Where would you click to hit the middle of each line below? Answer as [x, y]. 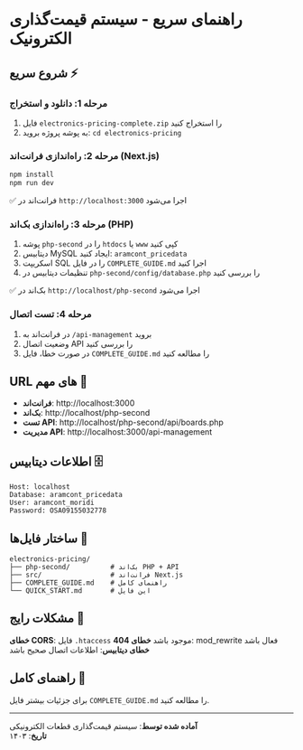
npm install [32, 175]
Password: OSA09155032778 [58, 511]
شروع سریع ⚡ [44, 73]
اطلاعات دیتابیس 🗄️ [56, 461]
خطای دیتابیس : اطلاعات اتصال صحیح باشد [80, 650]
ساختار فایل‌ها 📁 [49, 538]
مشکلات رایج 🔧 [47, 619]
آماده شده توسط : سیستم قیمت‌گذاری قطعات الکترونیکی [104, 726]
